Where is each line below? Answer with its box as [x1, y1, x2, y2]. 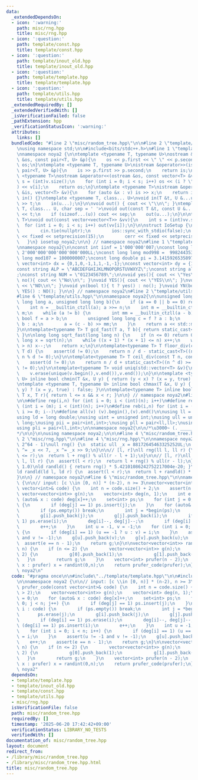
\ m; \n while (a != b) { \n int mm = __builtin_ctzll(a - [16, 310, 186, 316]
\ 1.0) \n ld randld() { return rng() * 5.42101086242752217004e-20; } [16, 463, 192, 469]
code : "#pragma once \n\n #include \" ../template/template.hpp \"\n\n [11, 573, 178, 579]
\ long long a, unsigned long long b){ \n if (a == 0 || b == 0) [16, 299, 186, 305]
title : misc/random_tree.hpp [6, 765, 78, 771]
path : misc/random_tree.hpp [11, 710, 81, 716]
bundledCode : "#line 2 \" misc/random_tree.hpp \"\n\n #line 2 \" [11, 140, 170, 146]
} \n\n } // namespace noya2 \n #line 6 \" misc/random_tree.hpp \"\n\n [16, 475, 183, 480]
